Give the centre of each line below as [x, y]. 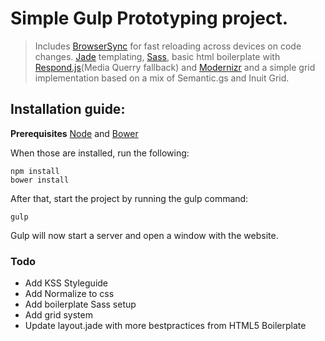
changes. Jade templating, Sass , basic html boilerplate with [157, 56]
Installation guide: [68, 109]
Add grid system [58, 315]
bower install [40, 180]
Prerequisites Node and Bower [74, 133]
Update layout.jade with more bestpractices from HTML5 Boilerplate [165, 326]
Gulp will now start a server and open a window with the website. [144, 235]
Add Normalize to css [69, 294]
